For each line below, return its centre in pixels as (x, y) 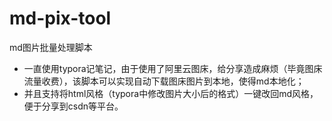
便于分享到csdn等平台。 (73, 106)
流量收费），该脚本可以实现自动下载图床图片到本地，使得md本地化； (164, 81)
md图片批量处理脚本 (51, 47)
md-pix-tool (60, 18)
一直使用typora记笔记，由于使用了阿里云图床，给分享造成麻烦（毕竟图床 (173, 68)
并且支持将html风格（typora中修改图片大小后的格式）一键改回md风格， (171, 93)
